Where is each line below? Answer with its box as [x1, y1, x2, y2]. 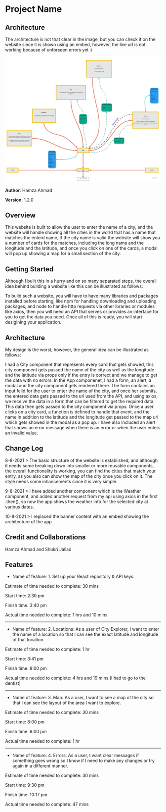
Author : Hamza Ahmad [5, 187, 53, 193]
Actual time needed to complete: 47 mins [5, 801, 89, 808]
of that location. [12, 637, 44, 643]
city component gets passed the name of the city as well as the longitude [5, 367, 155, 372]
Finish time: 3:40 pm [5, 603, 47, 609]
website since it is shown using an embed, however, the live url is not [5, 42, 146, 48]
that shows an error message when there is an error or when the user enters [5, 425, 161, 430]
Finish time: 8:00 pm [5, 665, 47, 671]
